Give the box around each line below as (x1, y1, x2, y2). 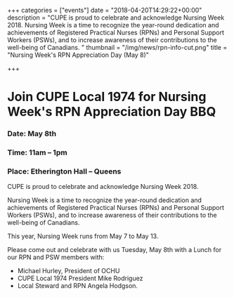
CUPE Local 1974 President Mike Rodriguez (17, 274, 143, 283)
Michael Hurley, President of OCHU (17, 267, 120, 275)
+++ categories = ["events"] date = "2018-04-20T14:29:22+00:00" (7, 6, 202, 14)
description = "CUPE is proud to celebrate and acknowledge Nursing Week (7, 13, 225, 22)
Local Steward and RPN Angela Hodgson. (17, 282, 138, 290)
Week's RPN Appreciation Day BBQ (7, 104, 216, 120)
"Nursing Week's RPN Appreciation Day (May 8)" (7, 51, 150, 59)
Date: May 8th (7, 129, 57, 139)
